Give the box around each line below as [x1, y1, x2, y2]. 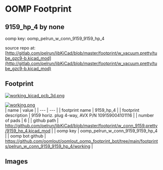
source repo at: [5, 45, 35, 51]
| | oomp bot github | [5, 133, 46, 139]
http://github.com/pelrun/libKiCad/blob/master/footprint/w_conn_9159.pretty [5, 122, 158, 128]
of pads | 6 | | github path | [5, 118, 59, 123]
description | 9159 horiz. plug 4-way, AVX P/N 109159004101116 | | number [5, 112, 154, 118]
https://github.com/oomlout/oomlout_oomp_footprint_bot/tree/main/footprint [5, 138, 158, 144]
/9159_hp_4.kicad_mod [5, 128, 51, 134]
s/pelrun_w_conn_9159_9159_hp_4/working [5, 143, 91, 149]
